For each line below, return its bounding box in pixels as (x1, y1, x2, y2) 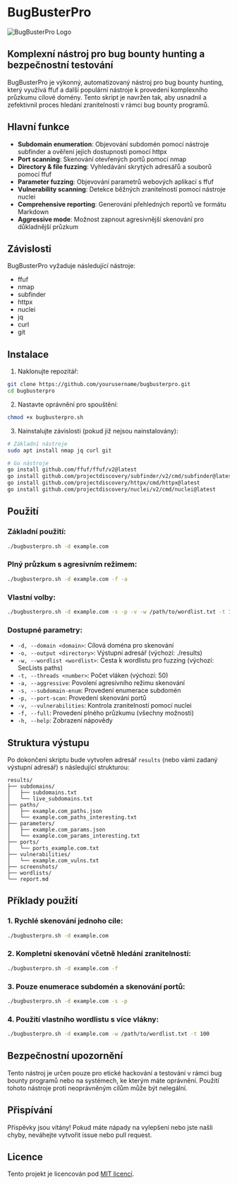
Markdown (17, 207, 49, 216)
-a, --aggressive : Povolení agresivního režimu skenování (17, 679, 186, 687)
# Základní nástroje (7, 440, 68, 448)
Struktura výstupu (7, 737, 90, 749)
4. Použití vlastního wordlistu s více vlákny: (7, 1014, 159, 1024)
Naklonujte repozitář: (17, 367, 79, 375)
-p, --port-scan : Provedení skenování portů (17, 694, 147, 702)
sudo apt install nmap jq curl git (7, 447, 112, 454)
